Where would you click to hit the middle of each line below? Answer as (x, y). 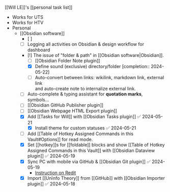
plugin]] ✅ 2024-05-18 (51, 184)
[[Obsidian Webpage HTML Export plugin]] (72, 111)
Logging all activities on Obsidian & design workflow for (86, 44)
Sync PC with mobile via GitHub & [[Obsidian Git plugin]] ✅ (89, 162)
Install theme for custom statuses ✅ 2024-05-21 (86, 128)
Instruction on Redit (55, 173)
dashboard (39, 50)
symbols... (38, 100)
